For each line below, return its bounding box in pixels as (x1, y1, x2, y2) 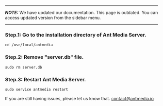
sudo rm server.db (5, 65, 42, 70)
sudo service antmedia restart (5, 87, 68, 92)
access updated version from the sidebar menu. (5, 15, 101, 20)
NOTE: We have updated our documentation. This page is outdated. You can (5, 10, 158, 15)
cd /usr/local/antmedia (5, 42, 53, 48)
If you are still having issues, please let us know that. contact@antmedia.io (5, 95, 154, 101)
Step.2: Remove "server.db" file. (5, 54, 84, 61)
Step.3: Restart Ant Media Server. (5, 76, 86, 83)
